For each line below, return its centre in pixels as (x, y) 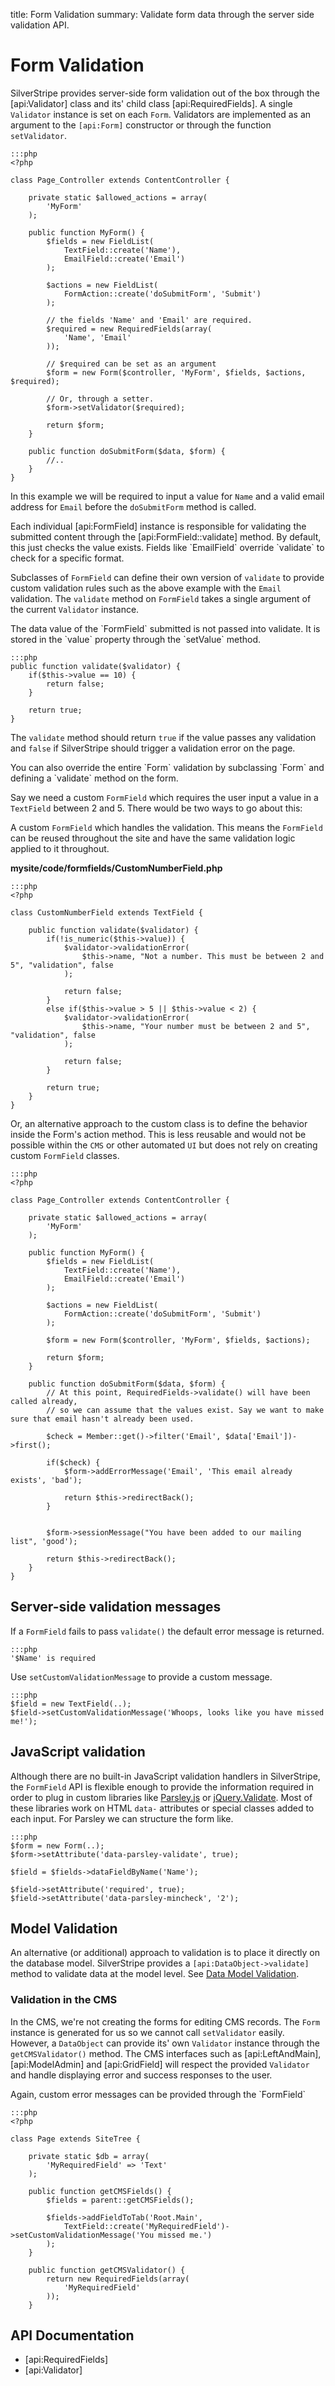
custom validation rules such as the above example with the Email (146, 588)
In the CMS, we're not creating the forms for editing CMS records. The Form (165, 2021)
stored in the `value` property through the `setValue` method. (136, 639)
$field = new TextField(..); (71, 1704)
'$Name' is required (53, 1658)
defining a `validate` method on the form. (94, 778)
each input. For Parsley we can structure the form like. (122, 1818)
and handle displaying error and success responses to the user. (141, 2075)
